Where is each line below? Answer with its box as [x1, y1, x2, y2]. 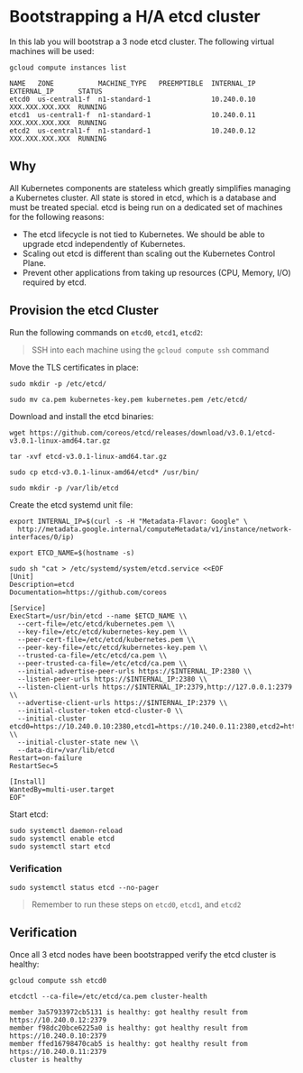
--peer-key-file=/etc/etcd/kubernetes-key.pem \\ [17, 643, 207, 652]
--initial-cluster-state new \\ [17, 738, 140, 747]
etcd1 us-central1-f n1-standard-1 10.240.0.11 [9, 110, 256, 119]
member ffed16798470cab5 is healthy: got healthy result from [9, 1039, 248, 1048]
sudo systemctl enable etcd [9, 834, 115, 843]
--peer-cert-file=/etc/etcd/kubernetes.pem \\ [17, 635, 196, 644]
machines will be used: [9, 45, 95, 56]
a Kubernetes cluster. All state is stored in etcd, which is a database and [9, 192, 277, 203]
